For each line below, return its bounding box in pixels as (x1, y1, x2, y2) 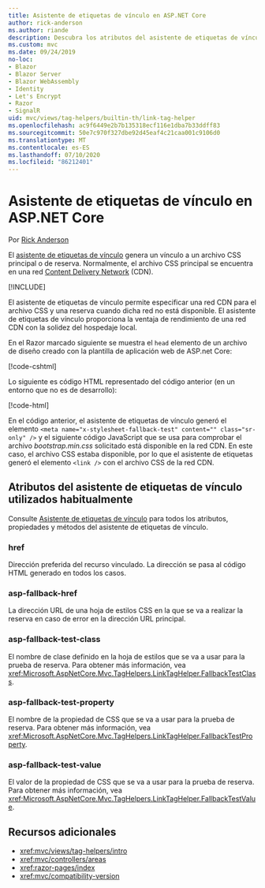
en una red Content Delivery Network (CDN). (8, 267, 154, 277)
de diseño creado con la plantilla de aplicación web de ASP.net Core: (8, 346, 233, 356)
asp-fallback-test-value (8, 759, 102, 770)
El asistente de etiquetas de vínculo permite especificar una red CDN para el (8, 297, 256, 308)
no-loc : (8, 56, 34, 64)
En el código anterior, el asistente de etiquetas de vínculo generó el (8, 416, 227, 426)
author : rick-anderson (8, 19, 83, 27)
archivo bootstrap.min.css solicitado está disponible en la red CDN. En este (8, 441, 253, 450)
